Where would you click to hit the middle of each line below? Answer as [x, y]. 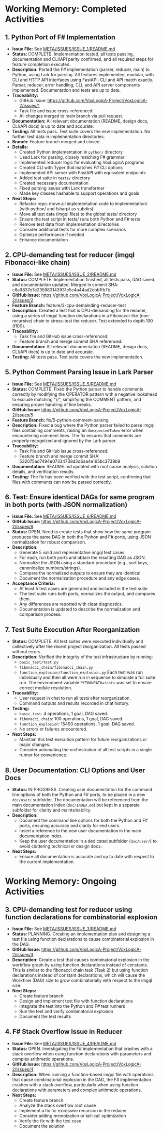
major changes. [35, 744]
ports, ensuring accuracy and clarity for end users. [70, 826]
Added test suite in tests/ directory [55, 178]
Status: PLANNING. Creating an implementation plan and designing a [81, 934]
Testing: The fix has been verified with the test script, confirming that [81, 476]
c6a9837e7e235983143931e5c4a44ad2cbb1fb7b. [62, 289]
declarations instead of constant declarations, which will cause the [78, 975]
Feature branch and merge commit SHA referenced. [71, 341]
